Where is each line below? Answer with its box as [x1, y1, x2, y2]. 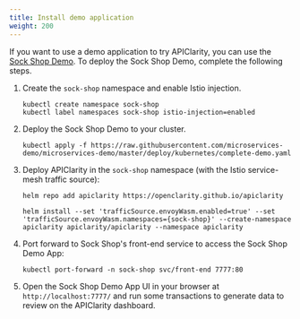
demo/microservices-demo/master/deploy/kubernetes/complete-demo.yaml [21, 149, 292, 158]
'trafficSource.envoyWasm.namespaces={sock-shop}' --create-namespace [21, 214, 292, 224]
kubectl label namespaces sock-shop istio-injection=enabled [21, 108, 256, 116]
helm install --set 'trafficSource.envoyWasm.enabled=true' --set [21, 207, 276, 216]
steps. [9, 65, 32, 76]
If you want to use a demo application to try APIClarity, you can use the [9, 46, 271, 56]
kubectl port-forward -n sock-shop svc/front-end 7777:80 [21, 265, 244, 274]
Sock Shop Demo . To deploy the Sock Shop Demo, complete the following [9, 56, 284, 66]
